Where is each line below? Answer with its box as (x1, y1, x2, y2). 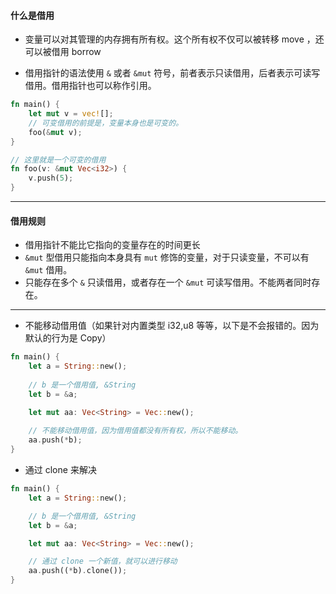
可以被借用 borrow (24, 46, 102, 58)
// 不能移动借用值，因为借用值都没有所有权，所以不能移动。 (28, 426, 243, 436)
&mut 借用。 (24, 264, 73, 276)
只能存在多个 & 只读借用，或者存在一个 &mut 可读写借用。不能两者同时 (24, 276, 312, 289)
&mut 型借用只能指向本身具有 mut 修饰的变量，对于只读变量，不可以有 (24, 251, 310, 264)
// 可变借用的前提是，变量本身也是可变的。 (28, 118, 184, 128)
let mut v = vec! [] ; (28, 109, 114, 119)
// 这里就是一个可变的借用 (10, 155, 107, 165)
